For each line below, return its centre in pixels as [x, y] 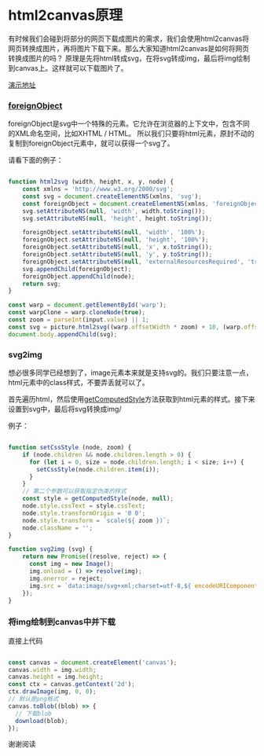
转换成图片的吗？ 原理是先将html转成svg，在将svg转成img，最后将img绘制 [129, 58]
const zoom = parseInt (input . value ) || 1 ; [79, 320]
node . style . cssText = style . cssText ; [84, 506]
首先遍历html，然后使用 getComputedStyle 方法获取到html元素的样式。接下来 [132, 399]
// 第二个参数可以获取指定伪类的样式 [75, 491]
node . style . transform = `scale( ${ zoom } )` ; [96, 520]
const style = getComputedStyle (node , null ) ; [98, 499]
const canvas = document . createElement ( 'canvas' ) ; [93, 662]
